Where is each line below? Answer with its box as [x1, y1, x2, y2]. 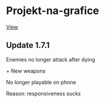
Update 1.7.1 [6, 40, 50, 50]
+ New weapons [6, 67, 46, 74]
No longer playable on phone [6, 78, 76, 85]
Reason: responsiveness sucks [6, 90, 81, 97]
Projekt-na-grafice [6, 4, 100, 18]
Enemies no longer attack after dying [6, 56, 96, 63]
